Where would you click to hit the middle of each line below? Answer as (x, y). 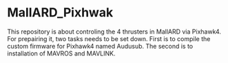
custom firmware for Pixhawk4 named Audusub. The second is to (100, 46)
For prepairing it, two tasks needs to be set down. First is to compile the (109, 38)
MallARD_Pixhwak (60, 13)
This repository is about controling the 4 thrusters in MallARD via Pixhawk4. (114, 32)
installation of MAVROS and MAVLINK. (61, 53)
